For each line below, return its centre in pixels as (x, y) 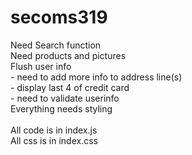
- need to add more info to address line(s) (96, 77)
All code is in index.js (54, 130)
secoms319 (59, 17)
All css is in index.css (54, 140)
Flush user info (41, 66)
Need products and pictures (68, 55)
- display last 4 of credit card (70, 87)
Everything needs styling (61, 108)
